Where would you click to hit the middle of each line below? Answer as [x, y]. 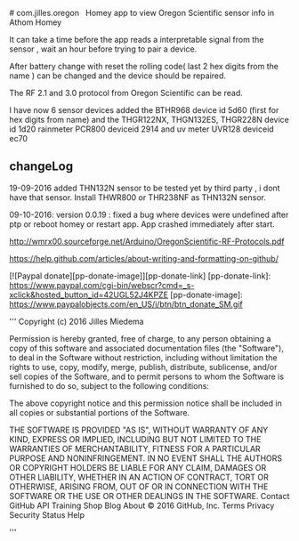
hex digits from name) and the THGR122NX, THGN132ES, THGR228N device [149, 120]
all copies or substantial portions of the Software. [99, 412]
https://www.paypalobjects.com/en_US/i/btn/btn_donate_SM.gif [126, 304]
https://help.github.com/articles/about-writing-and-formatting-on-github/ [144, 258]
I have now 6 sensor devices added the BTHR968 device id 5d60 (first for [144, 110]
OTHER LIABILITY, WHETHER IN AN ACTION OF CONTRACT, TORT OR [139, 477]
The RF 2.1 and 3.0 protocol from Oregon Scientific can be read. [126, 93]
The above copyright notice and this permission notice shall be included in [145, 403]
